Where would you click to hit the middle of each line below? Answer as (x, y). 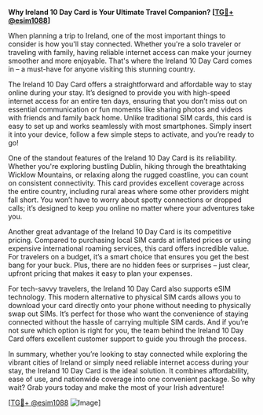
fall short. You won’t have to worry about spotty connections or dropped (125, 200)
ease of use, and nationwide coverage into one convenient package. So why (132, 379)
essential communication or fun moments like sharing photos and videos (126, 109)
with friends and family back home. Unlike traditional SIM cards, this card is (130, 118)
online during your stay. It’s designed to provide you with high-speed (119, 93)
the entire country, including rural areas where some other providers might (129, 191)
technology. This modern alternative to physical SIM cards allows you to (124, 297)
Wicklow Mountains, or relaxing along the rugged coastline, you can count (128, 174)
